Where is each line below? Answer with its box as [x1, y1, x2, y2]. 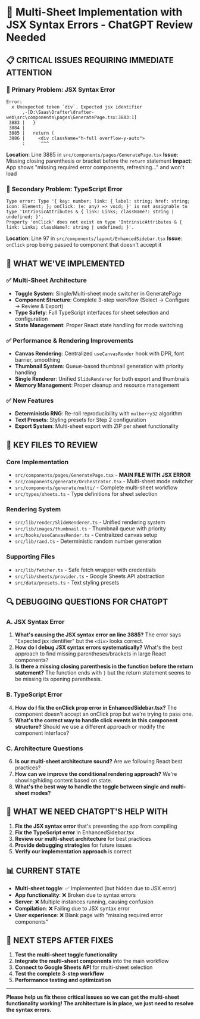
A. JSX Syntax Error [6, 618, 65, 626]
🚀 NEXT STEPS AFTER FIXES [6, 936, 114, 946]
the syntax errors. [6, 1006, 52, 1014]
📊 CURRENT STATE [6, 866, 80, 876]
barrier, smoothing [14, 356, 61, 364]
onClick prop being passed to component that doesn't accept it [6, 241, 162, 248]
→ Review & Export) [14, 302, 64, 309]
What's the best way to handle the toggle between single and [14, 783, 170, 790]
